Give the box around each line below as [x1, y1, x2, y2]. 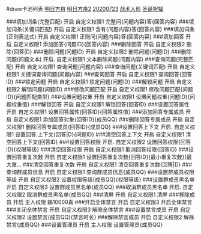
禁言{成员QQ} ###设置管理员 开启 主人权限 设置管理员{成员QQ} [6, 221, 163, 228]
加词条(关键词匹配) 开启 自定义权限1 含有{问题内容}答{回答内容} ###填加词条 [6, 26, 195, 32]
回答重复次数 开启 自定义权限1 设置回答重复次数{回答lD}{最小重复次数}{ [11, 153, 187, 161]
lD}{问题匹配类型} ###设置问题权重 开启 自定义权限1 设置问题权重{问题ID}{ [6, 93, 190, 100]
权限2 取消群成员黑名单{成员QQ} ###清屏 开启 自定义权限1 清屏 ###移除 [11, 191, 190, 198]
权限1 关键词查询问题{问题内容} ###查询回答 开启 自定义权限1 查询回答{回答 [6, 71, 193, 78]
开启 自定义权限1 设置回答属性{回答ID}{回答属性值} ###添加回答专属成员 [6, 108, 184, 115]
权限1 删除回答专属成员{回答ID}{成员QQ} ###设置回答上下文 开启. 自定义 [11, 123, 190, 131]
